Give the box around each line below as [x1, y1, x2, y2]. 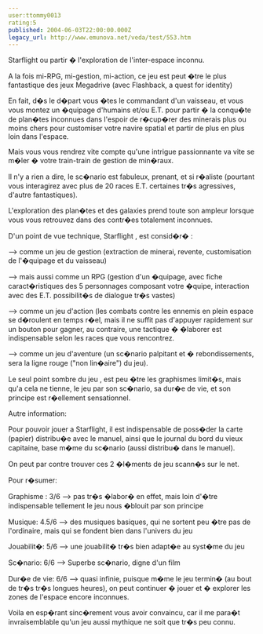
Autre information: [8, 409, 67, 418]
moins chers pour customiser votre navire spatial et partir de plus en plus [8, 123, 245, 133]
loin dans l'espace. [8, 132, 69, 141]
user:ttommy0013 [8, 11, 61, 20]
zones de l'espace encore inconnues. [8, 592, 130, 602]
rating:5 [8, 19, 37, 27]
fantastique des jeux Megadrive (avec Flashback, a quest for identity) [8, 80, 233, 90]
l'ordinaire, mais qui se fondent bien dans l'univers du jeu [8, 527, 193, 536]
